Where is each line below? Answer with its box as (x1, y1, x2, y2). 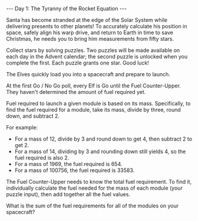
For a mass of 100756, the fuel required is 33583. (14, 167, 135, 174)
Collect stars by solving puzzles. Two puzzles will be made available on (6, 47, 180, 54)
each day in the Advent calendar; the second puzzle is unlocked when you (6, 53, 188, 60)
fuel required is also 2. (14, 154, 70, 161)
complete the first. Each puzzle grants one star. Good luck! (6, 59, 150, 66)
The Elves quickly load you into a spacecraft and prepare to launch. (6, 71, 170, 77)
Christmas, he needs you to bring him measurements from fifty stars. (6, 35, 174, 42)
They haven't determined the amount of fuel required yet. (6, 89, 146, 95)
